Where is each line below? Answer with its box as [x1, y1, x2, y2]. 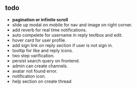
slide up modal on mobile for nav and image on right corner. [12, 22, 133, 28]
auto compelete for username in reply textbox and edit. [12, 32, 123, 38]
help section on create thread [12, 78, 72, 84]
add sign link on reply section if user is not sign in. [12, 42, 113, 48]
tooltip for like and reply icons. [12, 47, 73, 53]
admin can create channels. [12, 63, 68, 69]
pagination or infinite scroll [12, 16, 68, 22]
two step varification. [12, 53, 55, 59]
